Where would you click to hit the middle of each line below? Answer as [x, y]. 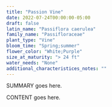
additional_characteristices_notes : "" [57, 68]
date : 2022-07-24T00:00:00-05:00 [48, 18]
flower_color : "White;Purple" [44, 52]
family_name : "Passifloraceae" [46, 35]
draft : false [23, 23]
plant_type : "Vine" [31, 40]
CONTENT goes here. [33, 97]
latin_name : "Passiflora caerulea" [51, 29]
